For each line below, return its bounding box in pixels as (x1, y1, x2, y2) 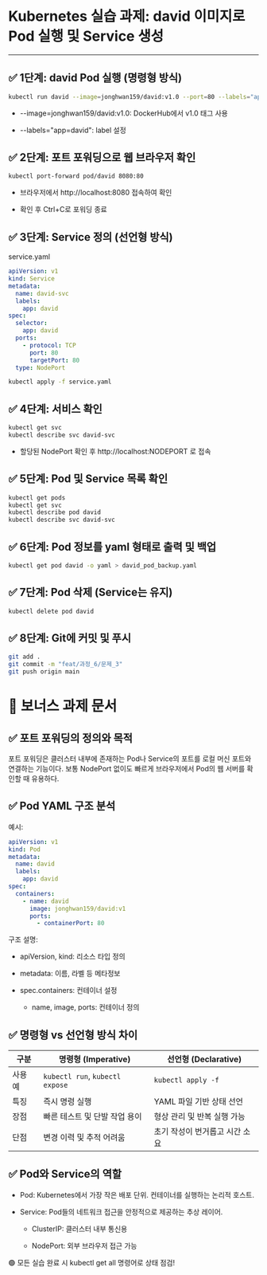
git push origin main (8, 668, 80, 676)
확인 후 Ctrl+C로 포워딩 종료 (19, 205, 107, 214)
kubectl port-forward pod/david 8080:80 (8, 172, 145, 180)
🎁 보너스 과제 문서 (8, 697, 118, 716)
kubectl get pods (8, 493, 66, 502)
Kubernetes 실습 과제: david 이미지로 (8, 7, 246, 25)
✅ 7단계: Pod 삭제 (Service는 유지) (8, 586, 173, 599)
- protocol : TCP (22, 341, 77, 349)
